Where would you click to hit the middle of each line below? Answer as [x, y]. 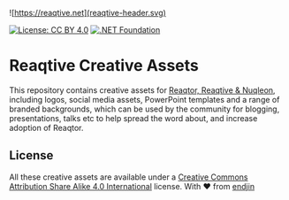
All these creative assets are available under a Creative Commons [129, 177]
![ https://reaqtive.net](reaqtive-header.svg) [87, 13]
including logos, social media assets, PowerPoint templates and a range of [144, 99]
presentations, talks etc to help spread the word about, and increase [133, 118]
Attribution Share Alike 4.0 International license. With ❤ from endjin [132, 186]
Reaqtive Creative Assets [104, 66]
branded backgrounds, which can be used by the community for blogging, [144, 109]
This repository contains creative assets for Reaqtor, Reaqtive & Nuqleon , [142, 90]
